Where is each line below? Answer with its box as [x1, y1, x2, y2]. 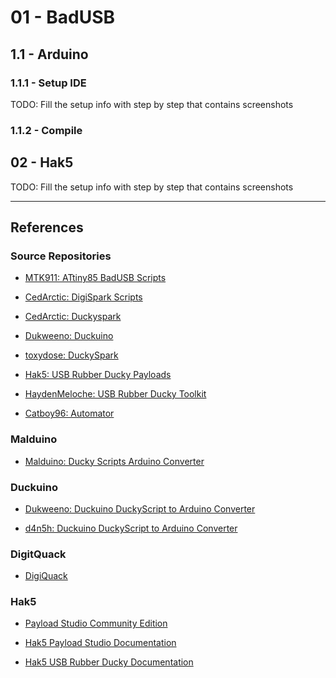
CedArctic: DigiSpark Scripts [24, 291, 143, 303]
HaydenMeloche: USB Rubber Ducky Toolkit [24, 388, 207, 400]
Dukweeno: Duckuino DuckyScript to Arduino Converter [24, 502, 256, 515]
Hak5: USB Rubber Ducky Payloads [24, 369, 172, 381]
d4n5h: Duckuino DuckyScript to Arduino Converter [24, 522, 238, 534]
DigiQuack [24, 570, 68, 582]
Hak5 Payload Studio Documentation [24, 637, 177, 649]
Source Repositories [10, 249, 112, 263]
